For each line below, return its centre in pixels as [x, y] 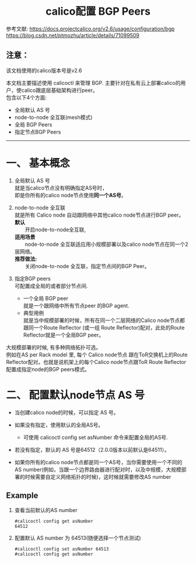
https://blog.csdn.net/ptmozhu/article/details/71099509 [73, 35]
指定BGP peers [32, 279]
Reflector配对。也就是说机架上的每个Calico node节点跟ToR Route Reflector [96, 362]
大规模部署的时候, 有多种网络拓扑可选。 [53, 347]
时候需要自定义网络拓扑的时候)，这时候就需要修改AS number [98, 476]
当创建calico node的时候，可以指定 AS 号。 [66, 412]
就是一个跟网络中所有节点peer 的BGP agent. [76, 305]
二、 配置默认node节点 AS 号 [75, 395]
